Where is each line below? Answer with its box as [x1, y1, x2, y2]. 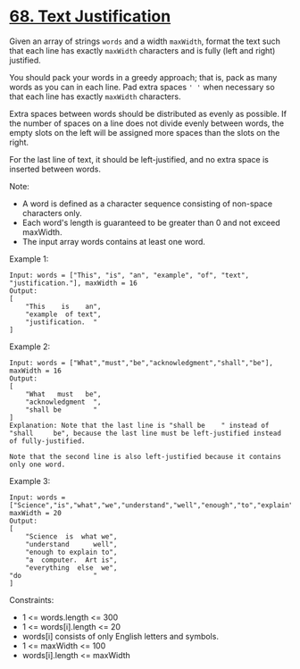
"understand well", [25, 539, 118, 548]
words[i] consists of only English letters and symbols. [21, 631, 219, 641]
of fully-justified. [9, 436, 87, 446]
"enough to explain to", [25, 548, 118, 556]
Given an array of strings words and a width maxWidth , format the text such [9, 36, 281, 46]
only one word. [9, 460, 66, 469]
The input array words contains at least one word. [21, 236, 205, 247]
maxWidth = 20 [9, 508, 62, 517]
